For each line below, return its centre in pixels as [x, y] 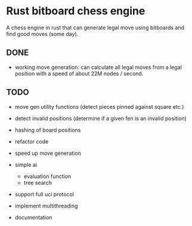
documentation [33, 217]
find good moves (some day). [42, 33]
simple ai [26, 164]
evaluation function [47, 176]
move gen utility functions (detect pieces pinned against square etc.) [99, 106]
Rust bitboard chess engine [76, 11]
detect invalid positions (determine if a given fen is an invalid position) [100, 118]
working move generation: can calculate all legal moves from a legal [98, 67]
